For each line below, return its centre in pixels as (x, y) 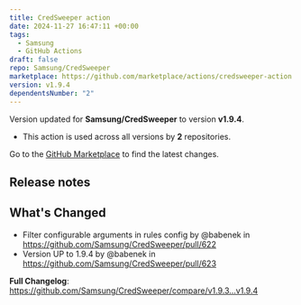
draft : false (34, 60)
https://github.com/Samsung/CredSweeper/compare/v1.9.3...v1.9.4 (134, 291)
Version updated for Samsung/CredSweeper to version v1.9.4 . (127, 119)
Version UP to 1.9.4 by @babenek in (89, 254)
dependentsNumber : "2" (52, 93)
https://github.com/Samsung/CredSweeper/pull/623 (119, 263)
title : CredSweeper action (60, 18)
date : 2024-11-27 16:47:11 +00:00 (74, 26)
